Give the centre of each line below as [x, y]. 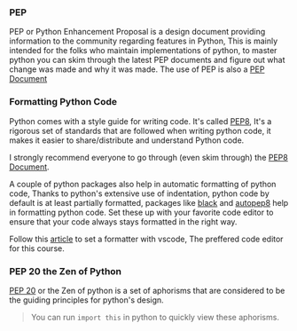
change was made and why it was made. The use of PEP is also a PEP [137, 69]
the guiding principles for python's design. [86, 300]
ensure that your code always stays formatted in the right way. [123, 221]
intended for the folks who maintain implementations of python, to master [143, 51]
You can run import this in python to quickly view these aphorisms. [155, 317]
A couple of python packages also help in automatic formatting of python [143, 184]
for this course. [37, 248]
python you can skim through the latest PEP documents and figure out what [147, 60]
